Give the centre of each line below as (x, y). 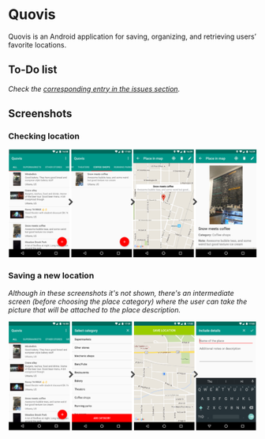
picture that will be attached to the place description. (95, 309)
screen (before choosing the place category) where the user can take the (128, 301)
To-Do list (33, 70)
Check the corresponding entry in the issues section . (94, 89)
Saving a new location (51, 276)
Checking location (44, 136)
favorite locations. (37, 44)
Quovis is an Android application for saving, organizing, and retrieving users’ (132, 36)
